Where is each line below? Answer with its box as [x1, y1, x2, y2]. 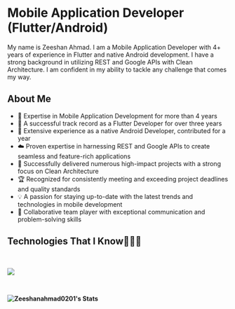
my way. [7, 72, 32, 81]
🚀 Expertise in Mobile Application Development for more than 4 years [17, 111, 217, 120]
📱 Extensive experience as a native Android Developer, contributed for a [17, 126, 226, 135]
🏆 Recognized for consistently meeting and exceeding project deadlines [17, 174, 229, 183]
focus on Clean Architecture [17, 167, 100, 175]
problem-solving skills [17, 215, 82, 224]
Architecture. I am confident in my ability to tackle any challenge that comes [7, 65, 227, 74]
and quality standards [17, 184, 81, 193]
